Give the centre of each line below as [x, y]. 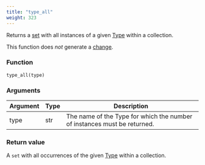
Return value [26, 142]
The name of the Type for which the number [129, 116]
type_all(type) [26, 75]
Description [131, 106]
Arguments [23, 90]
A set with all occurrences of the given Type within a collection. [86, 155]
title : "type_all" [30, 12]
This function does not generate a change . [60, 47]
